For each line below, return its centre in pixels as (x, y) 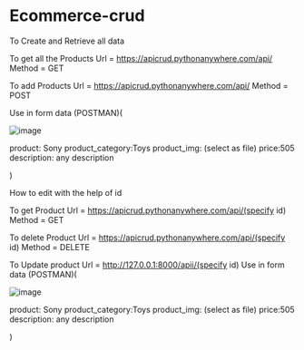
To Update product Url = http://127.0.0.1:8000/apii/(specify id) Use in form (147, 265)
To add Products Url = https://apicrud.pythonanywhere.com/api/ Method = (149, 85)
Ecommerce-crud (77, 16)
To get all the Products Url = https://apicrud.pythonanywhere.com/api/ (141, 58)
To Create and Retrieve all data (67, 41)
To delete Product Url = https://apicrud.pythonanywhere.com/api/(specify (147, 238)
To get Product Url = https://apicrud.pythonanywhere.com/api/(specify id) (148, 210)
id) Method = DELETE (50, 247)
